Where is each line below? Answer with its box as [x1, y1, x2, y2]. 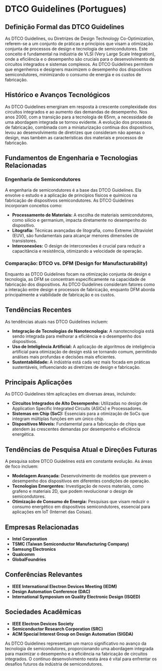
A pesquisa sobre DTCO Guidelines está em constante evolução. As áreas [5, 458, 152, 464]
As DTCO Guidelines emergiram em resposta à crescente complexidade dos [5, 103, 157, 110]
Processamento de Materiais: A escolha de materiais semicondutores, [12, 212, 154, 218]
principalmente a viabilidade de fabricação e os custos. [5, 292, 115, 297]
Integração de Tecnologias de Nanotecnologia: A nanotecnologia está [12, 328, 154, 334]
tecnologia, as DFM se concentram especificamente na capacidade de [5, 276, 146, 282]
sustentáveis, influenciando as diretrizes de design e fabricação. [12, 364, 141, 370]
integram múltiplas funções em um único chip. [12, 416, 105, 422]
